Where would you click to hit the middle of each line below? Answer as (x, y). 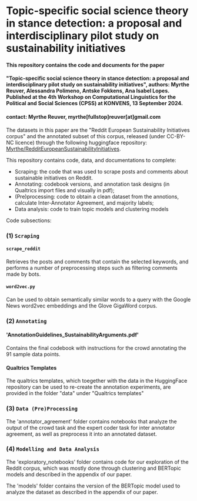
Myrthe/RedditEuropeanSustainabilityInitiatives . (64, 149)
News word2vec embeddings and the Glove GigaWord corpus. (82, 305)
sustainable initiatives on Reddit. (54, 178)
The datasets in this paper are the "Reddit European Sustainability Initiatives (98, 130)
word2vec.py (21, 287)
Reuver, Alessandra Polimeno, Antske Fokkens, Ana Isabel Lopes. (88, 91)
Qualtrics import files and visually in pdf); (64, 190)
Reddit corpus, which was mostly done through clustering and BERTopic (94, 468)
